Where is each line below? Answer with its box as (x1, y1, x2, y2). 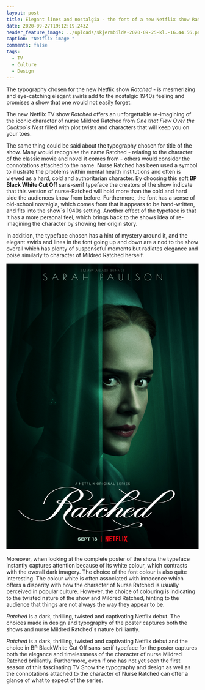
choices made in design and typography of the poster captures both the (6, 619, 188, 627)
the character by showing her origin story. (32, 220, 138, 227)
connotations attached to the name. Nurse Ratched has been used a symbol (6, 161, 198, 168)
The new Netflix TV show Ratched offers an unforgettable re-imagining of (6, 110, 192, 118)
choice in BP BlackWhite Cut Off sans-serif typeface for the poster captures (6, 644, 198, 651)
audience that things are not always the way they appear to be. (6, 601, 165, 609)
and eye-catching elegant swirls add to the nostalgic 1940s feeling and (6, 92, 185, 99)
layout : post (6, 10, 40, 16)
